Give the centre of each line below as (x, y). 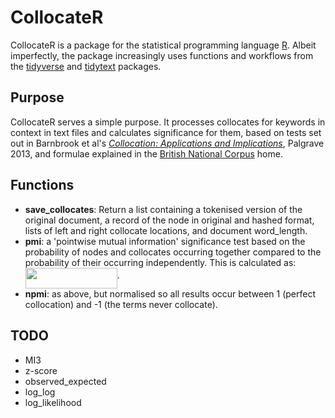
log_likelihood (53, 402)
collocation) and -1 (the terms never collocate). (121, 304)
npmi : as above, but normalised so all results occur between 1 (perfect (170, 293)
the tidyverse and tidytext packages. (86, 66)
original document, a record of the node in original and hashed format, (169, 220)
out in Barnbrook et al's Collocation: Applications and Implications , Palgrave (167, 143)
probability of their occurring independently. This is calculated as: (160, 262)
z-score (41, 370)
